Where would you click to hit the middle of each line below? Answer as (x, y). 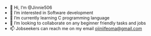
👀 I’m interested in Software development (51, 13)
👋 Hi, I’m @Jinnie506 (31, 8)
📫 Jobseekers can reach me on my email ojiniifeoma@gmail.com (76, 28)
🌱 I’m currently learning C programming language (60, 18)
